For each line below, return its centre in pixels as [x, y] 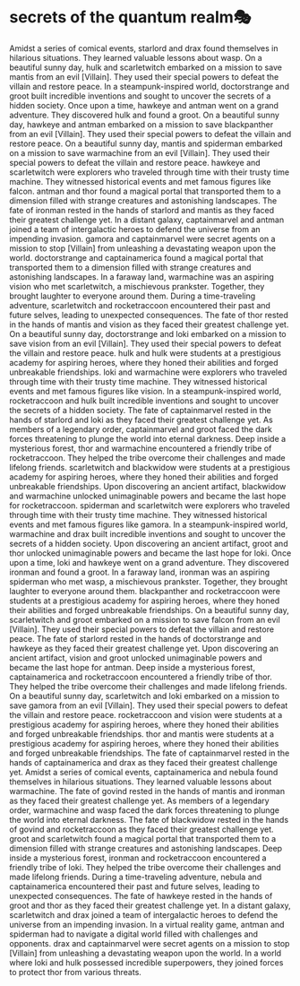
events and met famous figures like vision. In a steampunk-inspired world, [146, 391]
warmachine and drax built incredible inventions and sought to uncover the [148, 533]
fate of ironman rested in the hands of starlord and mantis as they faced [142, 210]
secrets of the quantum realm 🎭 [130, 17]
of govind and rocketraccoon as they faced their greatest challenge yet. [142, 829]
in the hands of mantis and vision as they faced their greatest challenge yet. [149, 324]
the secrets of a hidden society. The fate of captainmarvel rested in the [140, 410]
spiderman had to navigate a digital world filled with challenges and [133, 934]
